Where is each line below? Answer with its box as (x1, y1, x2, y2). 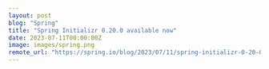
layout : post (8, 11, 52, 20)
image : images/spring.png (8, 41, 94, 49)
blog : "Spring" (8, 19, 59, 27)
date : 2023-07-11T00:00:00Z (8, 33, 102, 42)
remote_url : (8, 48, 48, 56)
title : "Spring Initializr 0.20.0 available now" (8, 26, 178, 34)
